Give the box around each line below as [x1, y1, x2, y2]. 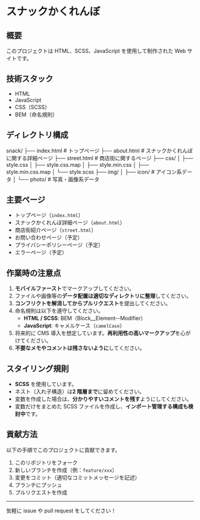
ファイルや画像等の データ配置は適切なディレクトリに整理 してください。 [14, 292, 192, 300]
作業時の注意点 [6, 268, 61, 278]
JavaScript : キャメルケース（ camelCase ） [23, 322, 125, 329]
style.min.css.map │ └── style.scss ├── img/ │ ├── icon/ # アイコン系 [6, 168, 182, 175]
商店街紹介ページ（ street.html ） [14, 226, 97, 233]
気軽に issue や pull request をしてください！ [6, 507, 117, 514]
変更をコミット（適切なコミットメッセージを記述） [14, 474, 140, 481]
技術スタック [6, 74, 54, 84]
